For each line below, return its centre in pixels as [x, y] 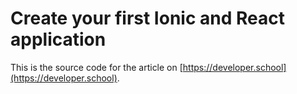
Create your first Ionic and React [147, 18]
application [58, 39]
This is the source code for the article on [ [96, 67]
